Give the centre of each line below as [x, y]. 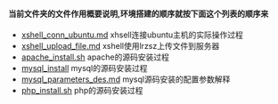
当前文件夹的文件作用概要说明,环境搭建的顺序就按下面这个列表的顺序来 [139, 13]
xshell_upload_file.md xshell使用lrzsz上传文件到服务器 [120, 46]
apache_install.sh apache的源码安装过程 [95, 57]
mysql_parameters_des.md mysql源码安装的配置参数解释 [126, 79]
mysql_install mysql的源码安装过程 [84, 68]
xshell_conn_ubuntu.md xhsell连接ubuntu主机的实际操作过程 [132, 35]
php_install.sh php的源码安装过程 [82, 91]
